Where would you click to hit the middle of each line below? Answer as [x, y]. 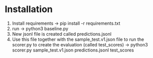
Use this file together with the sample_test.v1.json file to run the [78, 39]
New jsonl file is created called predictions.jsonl [62, 34]
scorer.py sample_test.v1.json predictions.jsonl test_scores [73, 50]
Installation [29, 9]
